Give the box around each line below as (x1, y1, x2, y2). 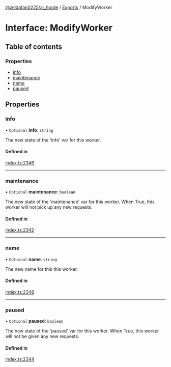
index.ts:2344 (5, 356, 35, 362)
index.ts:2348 (5, 289, 35, 295)
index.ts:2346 (5, 160, 35, 166)
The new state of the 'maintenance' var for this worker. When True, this (5, 199, 155, 205)
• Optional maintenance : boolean (5, 189, 76, 195)
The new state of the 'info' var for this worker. (5, 137, 101, 143)
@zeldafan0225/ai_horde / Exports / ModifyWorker (5, 5, 112, 10)
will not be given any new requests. (5, 333, 80, 340)
